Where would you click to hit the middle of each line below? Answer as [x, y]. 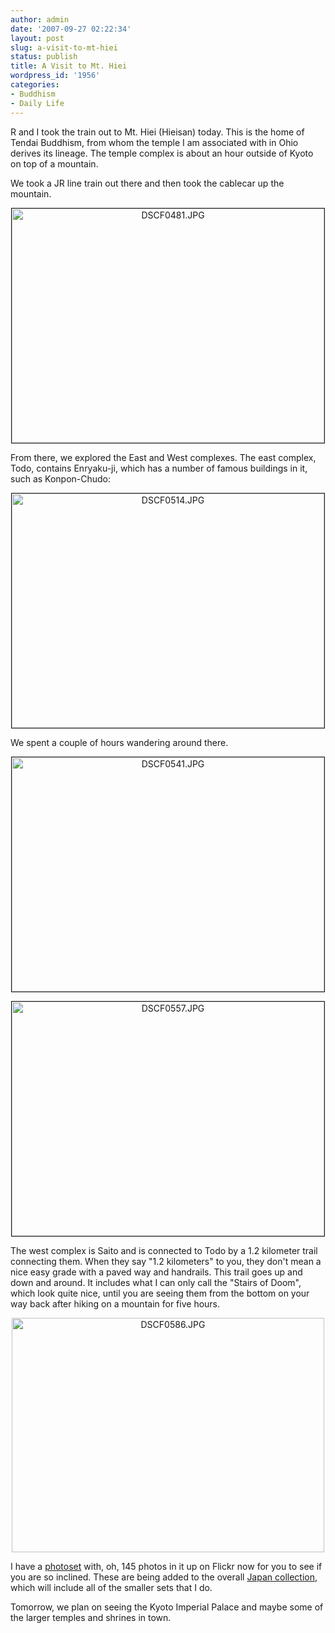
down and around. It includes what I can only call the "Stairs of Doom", [156, 1282]
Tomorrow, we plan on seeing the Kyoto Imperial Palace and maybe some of [167, 1607]
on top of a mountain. [54, 163]
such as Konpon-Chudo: [61, 478]
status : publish [44, 57]
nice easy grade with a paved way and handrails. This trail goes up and [156, 1272]
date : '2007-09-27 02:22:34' [71, 29]
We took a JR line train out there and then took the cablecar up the [147, 183]
